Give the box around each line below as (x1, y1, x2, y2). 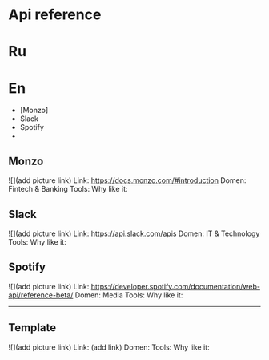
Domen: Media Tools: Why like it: (74, 290, 183, 300)
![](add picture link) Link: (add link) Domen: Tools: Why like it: (8, 342, 210, 352)
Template (8, 321, 57, 334)
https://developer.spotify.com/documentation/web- (90, 281, 260, 291)
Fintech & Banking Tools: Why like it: (8, 184, 128, 194)
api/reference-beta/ (8, 290, 74, 300)
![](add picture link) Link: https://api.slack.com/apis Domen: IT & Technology (8, 229, 260, 238)
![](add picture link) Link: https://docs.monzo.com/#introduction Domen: (8, 176, 247, 185)
